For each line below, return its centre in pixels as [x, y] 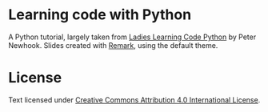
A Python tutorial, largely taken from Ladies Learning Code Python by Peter [132, 37]
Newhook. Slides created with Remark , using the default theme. [113, 45]
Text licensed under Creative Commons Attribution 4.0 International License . [134, 100]
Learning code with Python [100, 15]
